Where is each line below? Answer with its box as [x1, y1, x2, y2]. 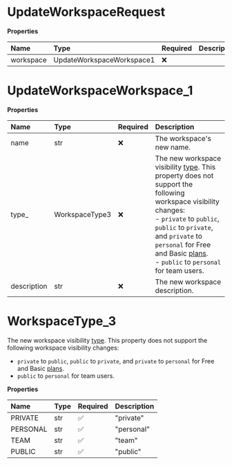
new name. [155, 142, 191, 152]
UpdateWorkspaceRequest [7, 4, 166, 20]
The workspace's [155, 133, 212, 143]
